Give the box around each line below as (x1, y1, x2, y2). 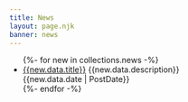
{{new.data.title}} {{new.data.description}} (22, 64, 180, 75)
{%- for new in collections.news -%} (22, 55, 159, 66)
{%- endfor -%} (22, 83, 82, 95)
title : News (9, 13, 54, 23)
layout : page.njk (9, 22, 75, 31)
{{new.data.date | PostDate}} (22, 74, 130, 85)
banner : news (9, 30, 59, 39)
